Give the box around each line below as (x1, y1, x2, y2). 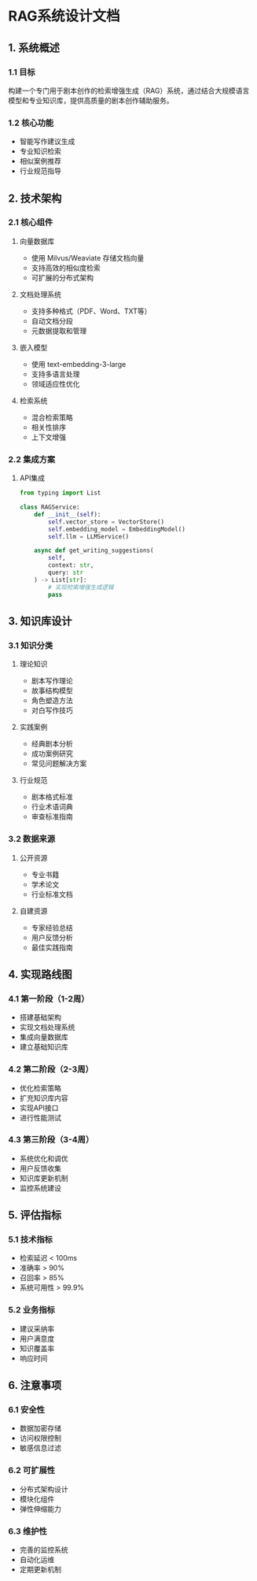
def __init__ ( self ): (34, 510, 101, 518)
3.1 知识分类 (8, 639, 53, 650)
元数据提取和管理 (31, 326, 87, 335)
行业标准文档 (31, 889, 73, 898)
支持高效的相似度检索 (31, 263, 101, 272)
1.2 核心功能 (8, 117, 54, 128)
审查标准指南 (31, 812, 73, 821)
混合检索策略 (31, 413, 73, 422)
